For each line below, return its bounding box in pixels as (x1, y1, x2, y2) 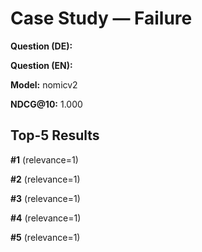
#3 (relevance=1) (10, 192, 81, 204)
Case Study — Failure (10, 7, 193, 30)
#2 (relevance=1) (10, 173, 81, 185)
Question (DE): (10, 40, 73, 52)
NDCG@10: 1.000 (10, 98, 83, 110)
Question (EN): (10, 59, 73, 71)
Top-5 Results (10, 127, 100, 144)
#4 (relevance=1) (10, 212, 82, 224)
